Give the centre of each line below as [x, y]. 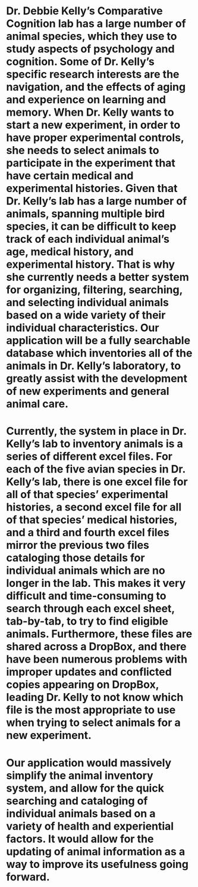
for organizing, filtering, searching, [95, 290]
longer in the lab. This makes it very [96, 583]
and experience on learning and [86, 100]
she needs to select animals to [83, 151]
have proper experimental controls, [95, 138]
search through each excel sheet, [91, 609]
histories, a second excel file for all [94, 507]
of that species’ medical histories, [92, 520]
